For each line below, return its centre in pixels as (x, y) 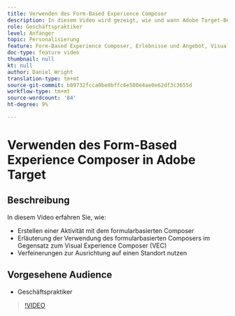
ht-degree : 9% (28, 105)
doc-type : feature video (43, 53)
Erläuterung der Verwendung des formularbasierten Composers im (114, 238)
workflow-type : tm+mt (39, 91)
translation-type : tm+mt (43, 78)
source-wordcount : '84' (42, 98)
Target (27, 175)
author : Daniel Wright (40, 72)
